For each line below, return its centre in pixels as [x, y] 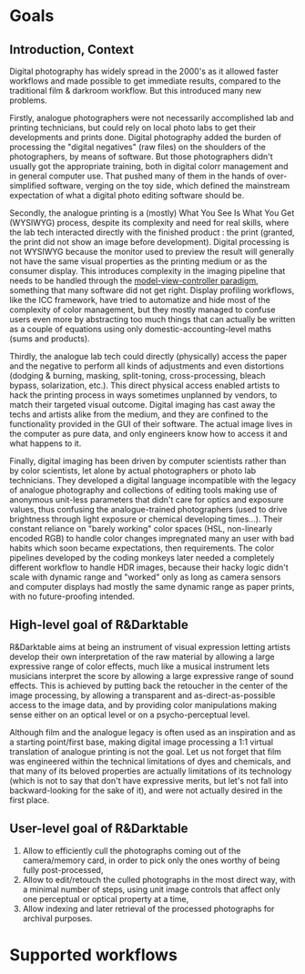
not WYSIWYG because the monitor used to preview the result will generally [152, 252]
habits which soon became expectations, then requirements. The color [142, 548]
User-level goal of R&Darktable [99, 829]
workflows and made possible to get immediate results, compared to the [145, 81]
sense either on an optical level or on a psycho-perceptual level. [130, 715]
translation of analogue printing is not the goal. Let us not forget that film [146, 751]
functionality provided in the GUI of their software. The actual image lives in [151, 424]
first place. [30, 800]
